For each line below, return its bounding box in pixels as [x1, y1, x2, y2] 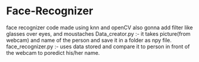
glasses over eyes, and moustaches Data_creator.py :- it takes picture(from [6, 30, 191, 37]
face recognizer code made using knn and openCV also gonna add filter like [6, 24, 193, 31]
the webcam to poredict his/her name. [6, 49, 100, 56]
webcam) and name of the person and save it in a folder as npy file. [6, 36, 172, 44]
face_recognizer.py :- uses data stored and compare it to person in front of [6, 43, 190, 50]
